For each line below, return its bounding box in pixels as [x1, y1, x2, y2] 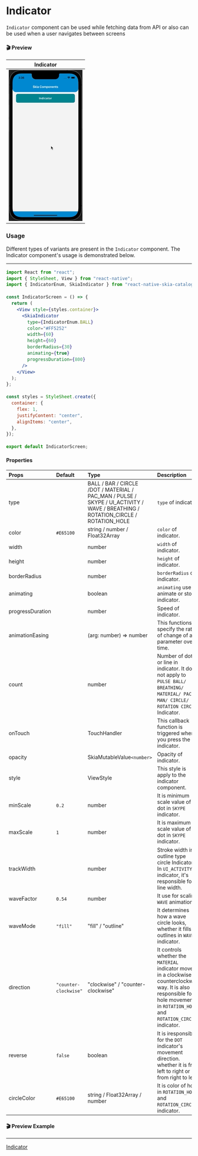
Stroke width [157, 846, 188, 853]
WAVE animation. [157, 898, 194, 905]
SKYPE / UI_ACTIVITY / [87, 499, 144, 506]
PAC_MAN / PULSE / [87, 492, 137, 500]
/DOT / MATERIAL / [87, 486, 134, 493]
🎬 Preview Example [6, 1122, 55, 1129]
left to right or [157, 1067, 190, 1074]
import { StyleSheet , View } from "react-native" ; [6, 275, 133, 281]
